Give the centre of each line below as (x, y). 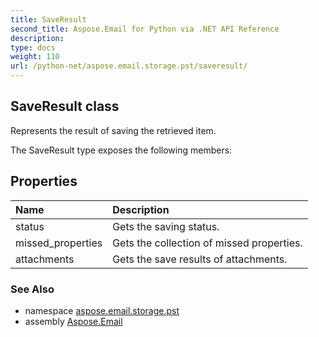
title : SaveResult (48, 19)
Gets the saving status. (166, 226)
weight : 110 (35, 57)
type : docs (33, 47)
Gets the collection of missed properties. (207, 243)
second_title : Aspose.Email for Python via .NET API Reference (145, 29)
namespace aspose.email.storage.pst (102, 310)
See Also (32, 289)
